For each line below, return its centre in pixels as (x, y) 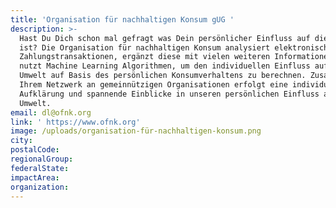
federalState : (40, 168)
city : (21, 141)
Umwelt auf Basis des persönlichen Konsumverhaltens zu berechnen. (163, 76)
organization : (40, 187)
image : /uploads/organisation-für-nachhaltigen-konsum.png (136, 131)
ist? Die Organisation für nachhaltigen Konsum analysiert (145, 47)
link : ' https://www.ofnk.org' (75, 122)
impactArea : (35, 177)
